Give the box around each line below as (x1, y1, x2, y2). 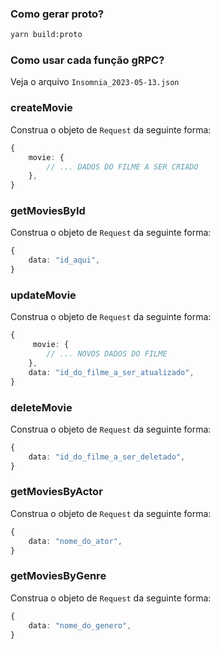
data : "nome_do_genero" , (28, 620, 132, 631)
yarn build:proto (10, 30, 83, 40)
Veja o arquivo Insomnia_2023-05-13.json (10, 76, 180, 88)
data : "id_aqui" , (28, 255, 101, 266)
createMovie (10, 101, 73, 115)
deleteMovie (10, 400, 73, 414)
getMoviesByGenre (10, 569, 107, 583)
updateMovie (10, 288, 77, 302)
